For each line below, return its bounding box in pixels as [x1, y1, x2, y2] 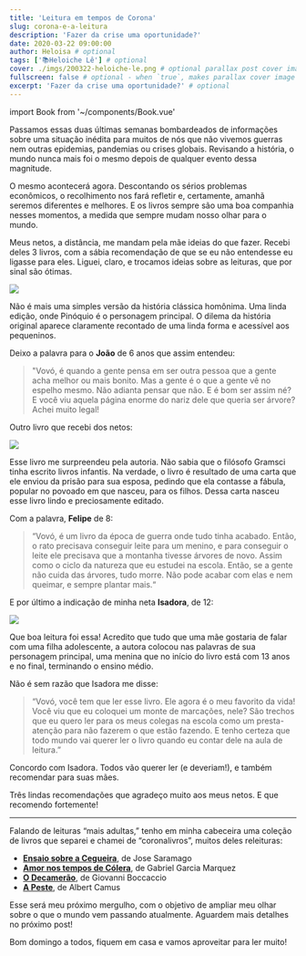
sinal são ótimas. [9, 265, 73, 276]
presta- [256, 715, 285, 726]
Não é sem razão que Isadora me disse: [9, 678, 158, 689]
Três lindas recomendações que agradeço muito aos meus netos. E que [9, 789, 280, 800]
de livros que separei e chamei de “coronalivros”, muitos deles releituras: [9, 835, 283, 846]
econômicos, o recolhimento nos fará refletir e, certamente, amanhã [9, 190, 266, 201]
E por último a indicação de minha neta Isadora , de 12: [9, 597, 214, 608]
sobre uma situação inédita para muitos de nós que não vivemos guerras [9, 133, 283, 144]
